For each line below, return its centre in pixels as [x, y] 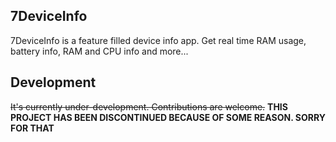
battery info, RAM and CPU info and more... [99, 51]
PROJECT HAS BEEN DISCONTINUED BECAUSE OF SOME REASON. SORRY [168, 117]
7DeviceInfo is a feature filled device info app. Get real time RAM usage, [158, 40]
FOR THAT [32, 128]
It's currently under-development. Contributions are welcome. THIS [149, 106]
